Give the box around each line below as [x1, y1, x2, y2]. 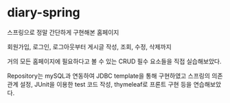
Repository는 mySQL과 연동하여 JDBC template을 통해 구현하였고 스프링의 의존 [7, 72, 223, 80]
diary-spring [7, 5, 80, 20]
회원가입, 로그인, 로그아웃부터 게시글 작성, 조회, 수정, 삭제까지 [7, 42, 172, 50]
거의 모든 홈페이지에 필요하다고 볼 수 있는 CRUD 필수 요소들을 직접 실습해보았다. [7, 57, 222, 65]
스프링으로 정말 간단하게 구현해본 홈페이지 [7, 28, 119, 36]
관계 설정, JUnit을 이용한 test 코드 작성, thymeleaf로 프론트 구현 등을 [7, 80, 192, 88]
